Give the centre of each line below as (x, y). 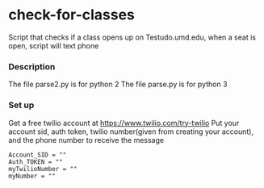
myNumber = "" (32, 176)
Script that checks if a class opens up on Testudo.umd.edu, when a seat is (132, 37)
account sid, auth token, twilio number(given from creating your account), (131, 132)
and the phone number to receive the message (86, 140)
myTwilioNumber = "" (43, 169)
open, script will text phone (54, 45)
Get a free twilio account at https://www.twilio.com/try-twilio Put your (124, 123)
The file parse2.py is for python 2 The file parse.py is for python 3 (118, 84)
